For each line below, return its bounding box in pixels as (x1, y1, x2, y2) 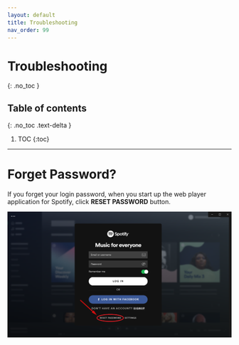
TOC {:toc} (17, 135, 50, 144)
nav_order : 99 (7, 26, 50, 33)
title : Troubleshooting (7, 18, 78, 26)
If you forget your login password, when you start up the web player (7, 190, 207, 198)
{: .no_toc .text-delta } (7, 121, 72, 129)
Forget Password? (7, 166, 117, 183)
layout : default (7, 11, 55, 18)
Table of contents (7, 102, 87, 114)
